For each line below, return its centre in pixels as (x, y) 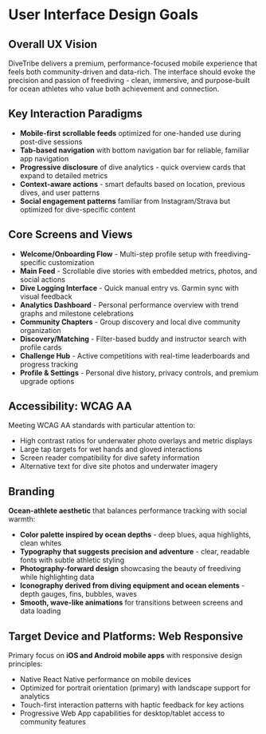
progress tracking (49, 364)
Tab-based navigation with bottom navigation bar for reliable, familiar (134, 150)
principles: (25, 664)
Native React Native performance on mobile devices (105, 680)
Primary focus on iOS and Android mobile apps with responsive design (125, 656)
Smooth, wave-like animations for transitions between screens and (131, 603)
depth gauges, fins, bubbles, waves (78, 594)
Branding (31, 492)
